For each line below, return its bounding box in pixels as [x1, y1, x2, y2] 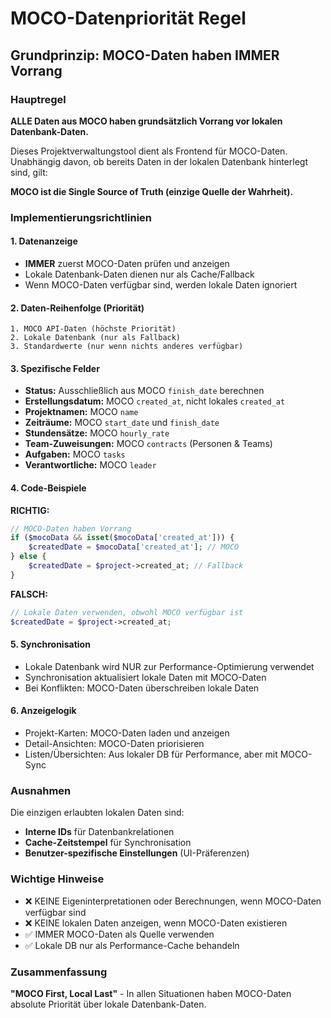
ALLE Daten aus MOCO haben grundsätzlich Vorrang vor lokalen [10, 115, 283, 127]
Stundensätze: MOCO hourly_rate [24, 427, 170, 439]
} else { [10, 552, 47, 562]
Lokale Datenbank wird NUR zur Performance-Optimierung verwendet [24, 660, 315, 672]
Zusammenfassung [10, 965, 108, 979]
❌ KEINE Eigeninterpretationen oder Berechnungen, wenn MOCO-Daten [24, 895, 322, 907]
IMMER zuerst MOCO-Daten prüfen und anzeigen [24, 258, 230, 269]
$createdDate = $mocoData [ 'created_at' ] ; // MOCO [28, 542, 240, 552]
